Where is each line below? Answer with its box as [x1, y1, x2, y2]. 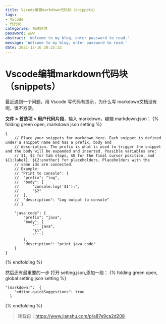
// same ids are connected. [14, 162, 73, 167]
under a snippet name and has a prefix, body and [5, 140, 112, 145]
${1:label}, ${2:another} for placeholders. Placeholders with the [5, 157, 150, 163]
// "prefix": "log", [14, 175, 60, 180]
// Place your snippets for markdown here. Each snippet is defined [14, 135, 161, 140]
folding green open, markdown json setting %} [5, 121, 102, 127]
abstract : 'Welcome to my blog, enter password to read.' [5, 36, 130, 41]
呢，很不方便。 [5, 104, 36, 111]
